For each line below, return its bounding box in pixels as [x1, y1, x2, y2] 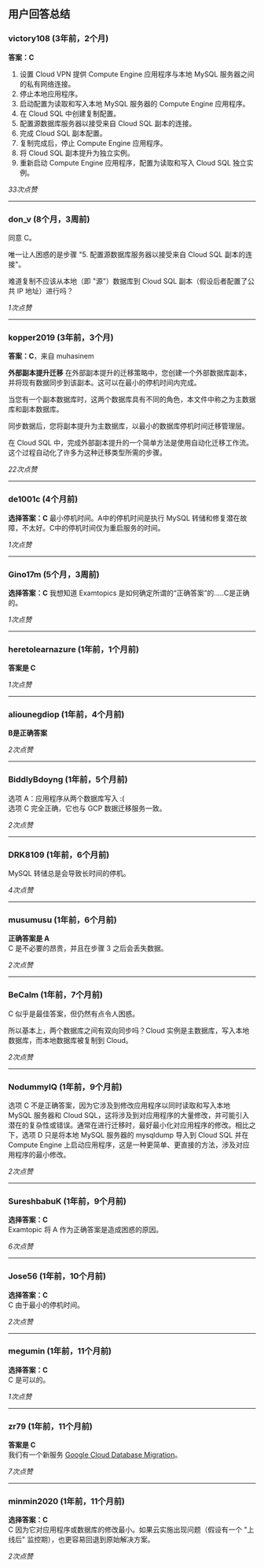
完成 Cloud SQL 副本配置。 [19, 128, 108, 138]
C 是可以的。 [8, 1375, 50, 1384]
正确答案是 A [8, 933, 49, 944]
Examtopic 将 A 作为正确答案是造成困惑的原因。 [8, 1225, 163, 1235]
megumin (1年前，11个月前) [8, 1346, 112, 1357]
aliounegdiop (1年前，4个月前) [8, 709, 125, 720]
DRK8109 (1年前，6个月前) [8, 849, 110, 860]
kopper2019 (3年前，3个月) [8, 332, 114, 343]
